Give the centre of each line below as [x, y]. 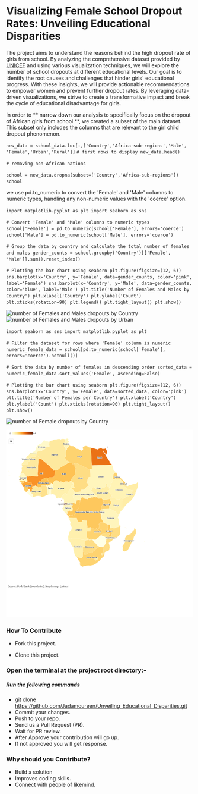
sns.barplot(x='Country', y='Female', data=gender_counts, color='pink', [99, 277]
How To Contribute [34, 630]
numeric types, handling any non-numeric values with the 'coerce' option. [96, 199]
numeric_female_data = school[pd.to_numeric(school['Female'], [86, 349]
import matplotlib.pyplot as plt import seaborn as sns [76, 211]
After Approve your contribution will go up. [67, 737]
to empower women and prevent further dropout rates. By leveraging [90, 90]
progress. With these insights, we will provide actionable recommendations [98, 84]
